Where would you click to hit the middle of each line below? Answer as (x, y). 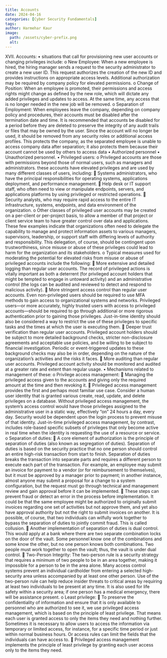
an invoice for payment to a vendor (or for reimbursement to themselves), (81, 470)
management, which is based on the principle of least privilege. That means (83, 613)
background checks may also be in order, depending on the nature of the (80, 353)
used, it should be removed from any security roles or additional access (79, 136)
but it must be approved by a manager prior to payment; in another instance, (83, 475)
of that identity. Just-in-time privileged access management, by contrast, (80, 422)
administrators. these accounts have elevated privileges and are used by (80, 168)
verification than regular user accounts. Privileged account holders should (81, 332)
